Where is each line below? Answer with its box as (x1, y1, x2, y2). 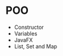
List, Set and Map (14, 43, 58, 50)
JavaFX (14, 36, 33, 43)
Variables (14, 30, 37, 37)
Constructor (14, 23, 44, 31)
